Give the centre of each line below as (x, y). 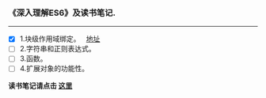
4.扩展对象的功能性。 (54, 69)
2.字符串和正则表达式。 (58, 49)
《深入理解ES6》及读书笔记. (62, 13)
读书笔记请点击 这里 (40, 85)
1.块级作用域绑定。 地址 (60, 39)
